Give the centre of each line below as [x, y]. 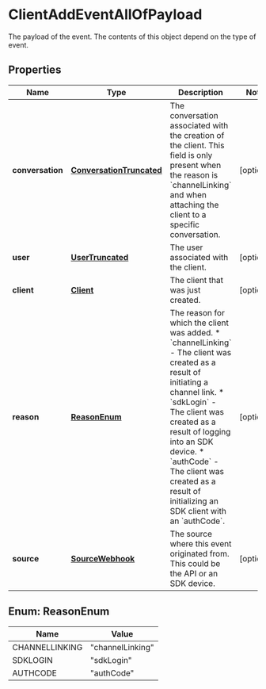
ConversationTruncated [116, 170]
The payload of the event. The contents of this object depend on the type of [132, 36]
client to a [188, 214]
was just [185, 289]
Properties [35, 70]
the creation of [197, 135]
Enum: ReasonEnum [59, 612]
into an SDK [192, 442]
